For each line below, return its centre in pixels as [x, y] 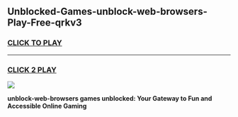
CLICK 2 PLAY [32, 69]
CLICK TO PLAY [35, 43]
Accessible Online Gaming [47, 106]
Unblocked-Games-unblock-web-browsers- [107, 12]
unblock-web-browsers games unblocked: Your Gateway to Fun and [110, 98]
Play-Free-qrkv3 [45, 23]
